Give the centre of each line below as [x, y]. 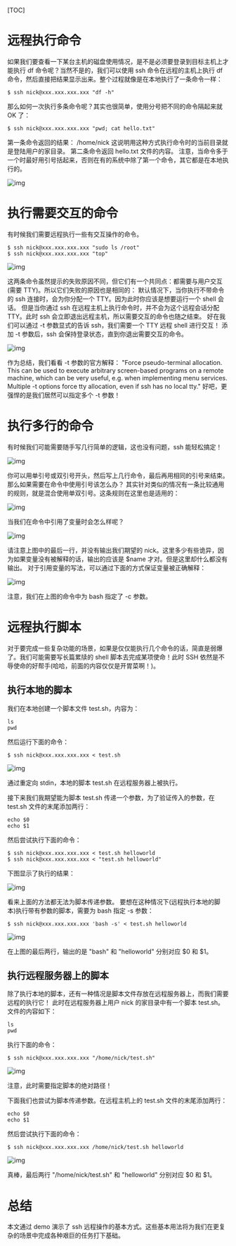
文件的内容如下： [32, 1011]
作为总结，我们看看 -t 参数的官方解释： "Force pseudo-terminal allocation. [115, 362]
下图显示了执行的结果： [41, 873]
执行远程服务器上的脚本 [58, 976]
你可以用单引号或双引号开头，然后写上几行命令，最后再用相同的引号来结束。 [118, 475]
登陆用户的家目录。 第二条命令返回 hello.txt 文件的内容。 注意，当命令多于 [120, 151]
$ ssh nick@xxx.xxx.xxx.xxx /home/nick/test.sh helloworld [96, 1148]
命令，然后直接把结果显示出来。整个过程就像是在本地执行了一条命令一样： [115, 79]
